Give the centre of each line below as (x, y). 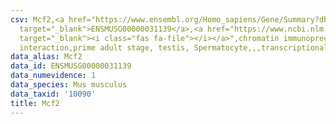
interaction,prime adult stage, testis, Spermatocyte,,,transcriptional (174, 47)
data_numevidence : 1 (53, 76)
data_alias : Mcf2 (46, 57)
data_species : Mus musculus (69, 85)
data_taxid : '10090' (53, 94)
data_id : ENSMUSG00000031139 (71, 66)
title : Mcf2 (35, 103)
